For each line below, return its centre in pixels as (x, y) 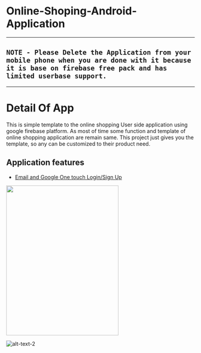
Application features (45, 163)
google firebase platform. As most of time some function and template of (96, 131)
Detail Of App (40, 108)
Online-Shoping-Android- (72, 11)
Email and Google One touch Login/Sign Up (68, 177)
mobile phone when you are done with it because (99, 60)
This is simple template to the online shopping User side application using (97, 125)
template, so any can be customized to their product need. (78, 144)
